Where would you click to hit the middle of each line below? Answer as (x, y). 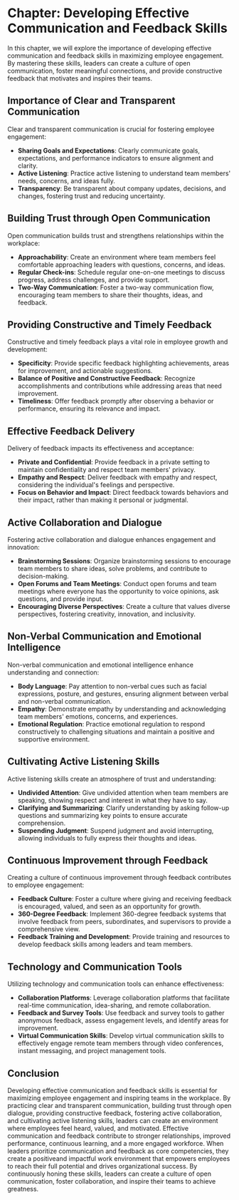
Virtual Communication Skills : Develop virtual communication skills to (121, 1036)
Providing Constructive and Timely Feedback (110, 325)
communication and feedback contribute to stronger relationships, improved (119, 1136)
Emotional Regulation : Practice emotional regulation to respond (111, 724)
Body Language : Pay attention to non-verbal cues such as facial (112, 686)
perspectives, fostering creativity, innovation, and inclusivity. (106, 614)
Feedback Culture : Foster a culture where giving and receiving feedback (124, 899)
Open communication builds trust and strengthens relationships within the (116, 235)
